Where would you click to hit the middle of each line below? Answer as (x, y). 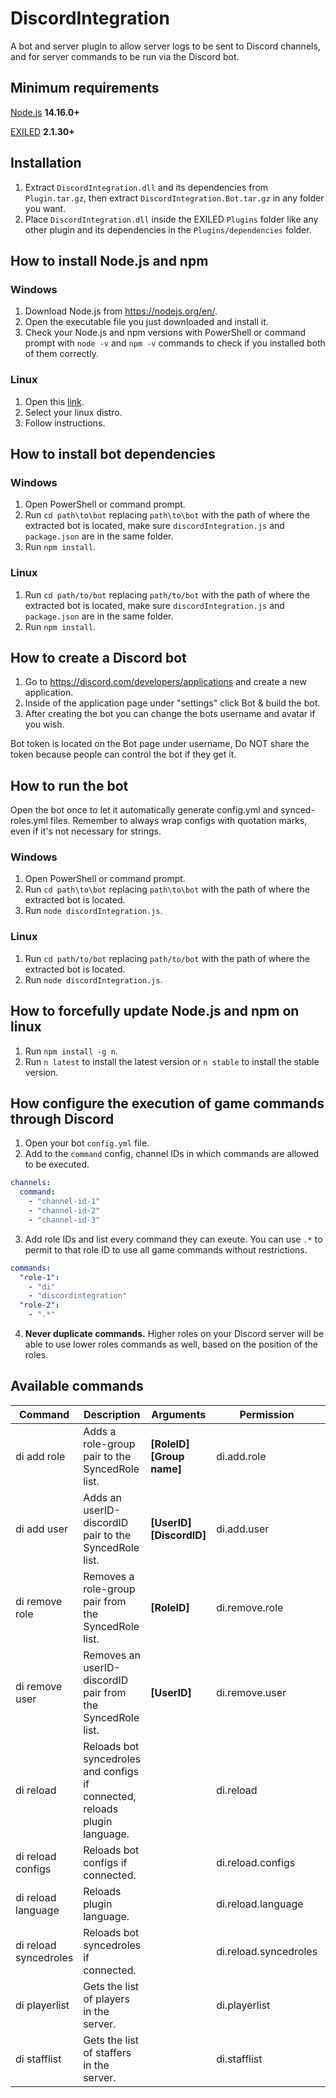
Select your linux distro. (73, 412)
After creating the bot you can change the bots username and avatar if (170, 714)
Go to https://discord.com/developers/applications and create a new (165, 682)
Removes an (112, 1655)
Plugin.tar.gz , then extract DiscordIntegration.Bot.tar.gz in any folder (174, 198)
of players (106, 1999)
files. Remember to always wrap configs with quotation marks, (178, 821)
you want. (45, 208)
